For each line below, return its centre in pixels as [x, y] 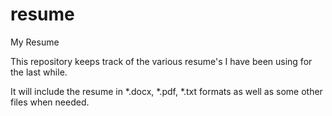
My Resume [35, 42]
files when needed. [50, 102]
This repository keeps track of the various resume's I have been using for [161, 61]
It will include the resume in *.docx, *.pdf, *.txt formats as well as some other [166, 91]
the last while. [39, 72]
